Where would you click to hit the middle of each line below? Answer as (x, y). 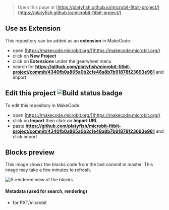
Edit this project (31, 93)
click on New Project (34, 56)
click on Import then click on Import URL (55, 120)
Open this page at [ (38, 7)
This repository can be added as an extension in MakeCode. (68, 40)
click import (25, 136)
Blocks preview (30, 153)
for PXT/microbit (30, 202)
